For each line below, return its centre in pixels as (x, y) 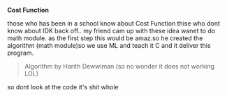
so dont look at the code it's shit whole (63, 87)
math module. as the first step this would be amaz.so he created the (105, 38)
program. (21, 53)
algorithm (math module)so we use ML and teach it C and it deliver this (109, 45)
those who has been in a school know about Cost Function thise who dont (113, 23)
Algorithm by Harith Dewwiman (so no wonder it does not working (119, 66)
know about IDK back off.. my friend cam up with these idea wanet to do (111, 31)
